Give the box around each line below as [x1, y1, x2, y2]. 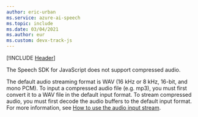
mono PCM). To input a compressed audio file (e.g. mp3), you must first [6, 85, 188, 92]
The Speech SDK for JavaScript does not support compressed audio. [6, 66, 181, 74]
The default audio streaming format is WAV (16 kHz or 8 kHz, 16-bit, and [6, 78, 188, 85]
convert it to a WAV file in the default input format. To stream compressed [6, 91, 192, 98]
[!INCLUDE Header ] [6, 55, 56, 61]
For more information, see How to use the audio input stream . [6, 104, 161, 111]
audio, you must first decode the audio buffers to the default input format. [6, 97, 193, 105]
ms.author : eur [6, 32, 45, 38]
